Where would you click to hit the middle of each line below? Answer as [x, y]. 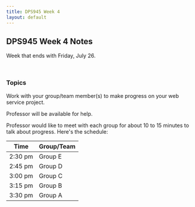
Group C [51, 175]
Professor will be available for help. [49, 113]
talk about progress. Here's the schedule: [57, 131]
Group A [51, 195]
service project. [25, 102]
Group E [50, 156]
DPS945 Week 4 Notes [50, 41]
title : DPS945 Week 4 [33, 12]
